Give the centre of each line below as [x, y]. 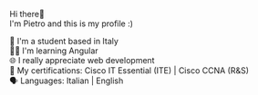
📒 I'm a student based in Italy [64, 41]
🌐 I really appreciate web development [82, 60]
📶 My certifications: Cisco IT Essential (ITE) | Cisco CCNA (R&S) [129, 71]
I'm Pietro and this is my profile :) [72, 24]
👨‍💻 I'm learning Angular [54, 51]
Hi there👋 [27, 14]
